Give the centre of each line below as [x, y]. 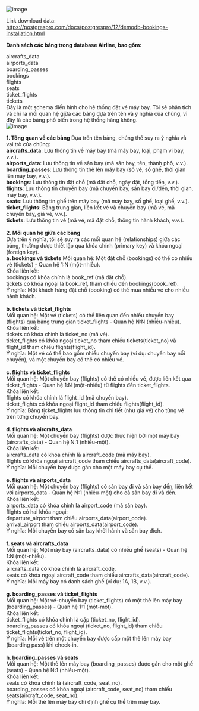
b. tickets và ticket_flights [39, 309]
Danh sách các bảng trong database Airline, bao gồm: [74, 45]
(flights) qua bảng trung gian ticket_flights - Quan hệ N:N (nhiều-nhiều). [94, 322]
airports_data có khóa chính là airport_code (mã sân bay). [77, 505]
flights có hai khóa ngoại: [37, 512]
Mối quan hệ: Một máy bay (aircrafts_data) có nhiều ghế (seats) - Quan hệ [97, 550]
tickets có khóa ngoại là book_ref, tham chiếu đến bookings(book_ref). [93, 284]
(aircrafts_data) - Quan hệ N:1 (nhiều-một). [58, 442]
